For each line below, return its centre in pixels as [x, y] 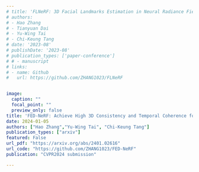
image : [14, 94]
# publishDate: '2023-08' [38, 50]
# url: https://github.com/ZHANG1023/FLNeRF [65, 78]
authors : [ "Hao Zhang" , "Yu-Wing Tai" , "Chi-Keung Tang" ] [78, 127]
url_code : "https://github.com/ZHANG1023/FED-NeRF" [71, 149]
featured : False [26, 138]
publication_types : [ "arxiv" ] [44, 132]
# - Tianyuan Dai [28, 28]
